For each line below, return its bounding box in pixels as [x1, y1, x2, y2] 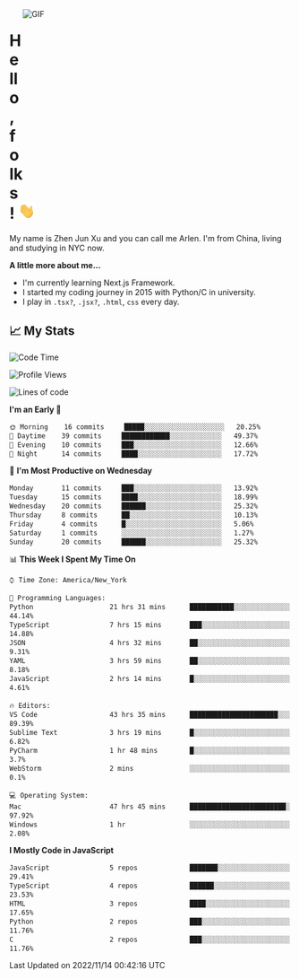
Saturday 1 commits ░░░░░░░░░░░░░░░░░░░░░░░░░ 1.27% [9, 529, 254, 538]
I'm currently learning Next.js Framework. [21, 277, 176, 288]
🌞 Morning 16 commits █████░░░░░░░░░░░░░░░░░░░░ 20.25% [9, 422, 261, 432]
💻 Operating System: [9, 791, 90, 800]
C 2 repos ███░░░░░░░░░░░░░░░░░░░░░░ [9, 935, 291, 944]
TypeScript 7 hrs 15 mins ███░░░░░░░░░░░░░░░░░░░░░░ [9, 620, 291, 629]
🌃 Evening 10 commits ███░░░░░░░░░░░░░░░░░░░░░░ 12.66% [9, 440, 258, 450]
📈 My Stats [9, 323, 75, 339]
